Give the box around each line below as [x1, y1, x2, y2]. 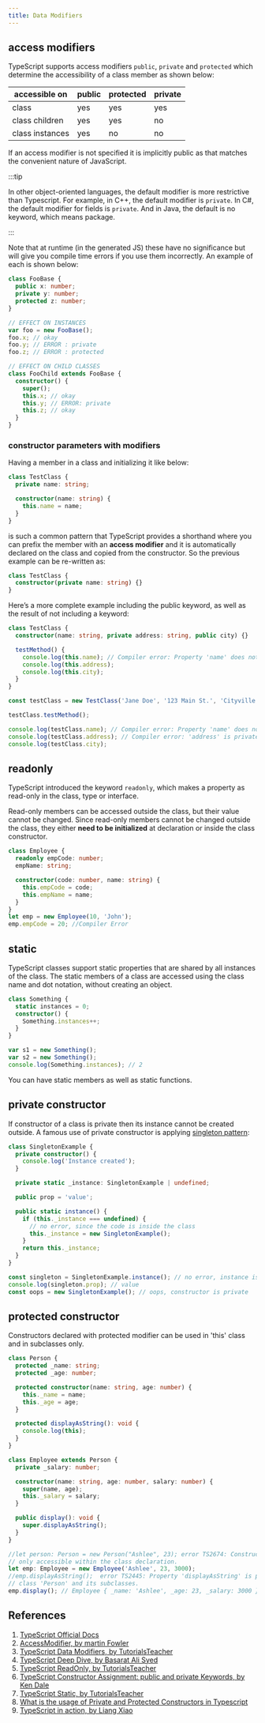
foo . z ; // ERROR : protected [8, 349, 104, 356]
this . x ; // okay [22, 392, 77, 400]
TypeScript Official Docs [19, 1630, 99, 1639]
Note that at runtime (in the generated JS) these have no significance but [8, 243, 246, 253]
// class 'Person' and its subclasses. [8, 1580, 140, 1588]
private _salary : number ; [15, 1463, 101, 1471]
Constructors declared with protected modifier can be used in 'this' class [8, 1331, 246, 1340]
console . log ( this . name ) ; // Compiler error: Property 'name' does [22, 653, 245, 661]
